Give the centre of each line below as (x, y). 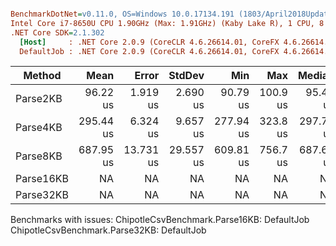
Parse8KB (39, 156)
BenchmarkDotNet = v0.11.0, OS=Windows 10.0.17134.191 (122, 14)
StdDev (186, 76)
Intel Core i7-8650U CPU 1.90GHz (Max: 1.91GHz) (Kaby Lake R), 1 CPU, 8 (167, 23)
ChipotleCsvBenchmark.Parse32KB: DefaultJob (108, 230)
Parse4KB (39, 128)
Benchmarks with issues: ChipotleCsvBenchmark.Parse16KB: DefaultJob (160, 220)
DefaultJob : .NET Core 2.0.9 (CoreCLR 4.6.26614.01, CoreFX (149, 51)
